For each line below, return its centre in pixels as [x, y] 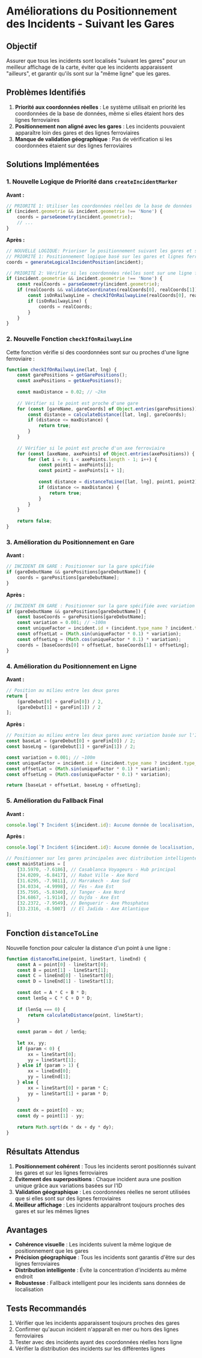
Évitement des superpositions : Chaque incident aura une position [98, 1179]
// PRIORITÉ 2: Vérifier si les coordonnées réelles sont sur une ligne [99, 273]
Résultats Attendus [43, 1152]
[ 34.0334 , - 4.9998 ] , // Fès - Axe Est [66, 886]
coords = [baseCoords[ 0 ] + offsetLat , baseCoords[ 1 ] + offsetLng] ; [103, 645]
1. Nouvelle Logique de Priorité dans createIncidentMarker [92, 182]
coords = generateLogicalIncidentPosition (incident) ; [75, 262]
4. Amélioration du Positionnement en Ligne [72, 666]
